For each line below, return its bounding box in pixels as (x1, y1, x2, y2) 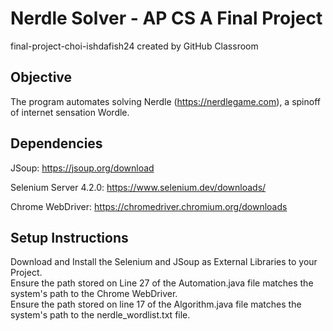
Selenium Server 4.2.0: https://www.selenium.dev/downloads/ (10, 181, 267, 193)
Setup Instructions (10, 229, 129, 246)
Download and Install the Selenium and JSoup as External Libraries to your (10, 256, 318, 268)
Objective (10, 69, 73, 86)
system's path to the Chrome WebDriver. (10, 288, 178, 300)
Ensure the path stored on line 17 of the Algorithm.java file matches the (10, 298, 302, 311)
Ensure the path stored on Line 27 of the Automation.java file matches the (10, 277, 314, 289)
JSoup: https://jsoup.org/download (10, 162, 155, 174)
